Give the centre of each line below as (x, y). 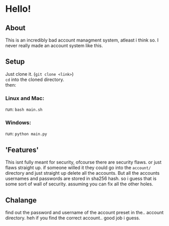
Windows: (18, 122)
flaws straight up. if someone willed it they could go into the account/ (78, 168)
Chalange (21, 200)
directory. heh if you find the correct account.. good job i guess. (73, 218)
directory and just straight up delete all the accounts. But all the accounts (82, 173)
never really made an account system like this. (54, 46)
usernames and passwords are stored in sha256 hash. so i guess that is (81, 179)
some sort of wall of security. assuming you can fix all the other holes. (79, 184)
